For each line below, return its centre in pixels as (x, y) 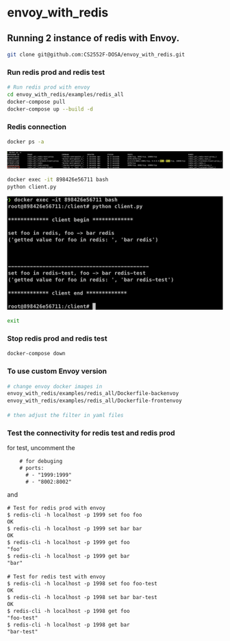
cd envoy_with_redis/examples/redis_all (66, 95)
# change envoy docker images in (55, 386)
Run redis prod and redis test (56, 72)
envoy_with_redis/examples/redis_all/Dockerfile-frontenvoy (95, 401)
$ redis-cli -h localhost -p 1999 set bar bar (75, 529)
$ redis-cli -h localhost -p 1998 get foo (68, 611)
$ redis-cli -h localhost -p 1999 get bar (68, 556)
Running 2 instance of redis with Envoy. (93, 38)
